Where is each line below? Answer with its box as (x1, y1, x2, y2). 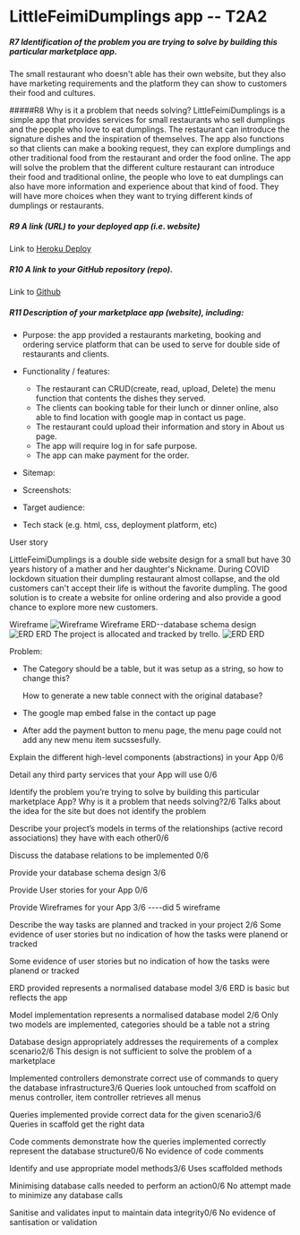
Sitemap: (21, 468, 56, 479)
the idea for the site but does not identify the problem (9, 806, 207, 816)
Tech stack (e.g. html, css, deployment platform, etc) (21, 520, 218, 531)
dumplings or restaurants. (9, 200, 105, 212)
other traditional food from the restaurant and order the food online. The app (9, 152, 291, 163)
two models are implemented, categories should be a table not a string (9, 1019, 270, 1030)
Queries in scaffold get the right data (9, 1118, 145, 1130)
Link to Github (9, 287, 61, 298)
